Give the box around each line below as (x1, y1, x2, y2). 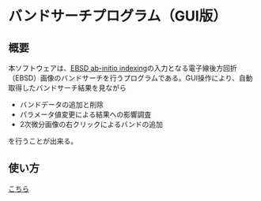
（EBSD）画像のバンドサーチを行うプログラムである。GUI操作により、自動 (8, 73, 253, 83)
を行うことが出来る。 (8, 136, 78, 146)
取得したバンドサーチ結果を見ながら (8, 84, 127, 92)
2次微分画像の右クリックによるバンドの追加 (19, 120, 164, 128)
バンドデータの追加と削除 (19, 100, 104, 109)
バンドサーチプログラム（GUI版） (8, 7, 227, 25)
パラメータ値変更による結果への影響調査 (19, 110, 152, 119)
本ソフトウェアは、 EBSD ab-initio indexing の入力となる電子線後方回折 (8, 64, 237, 73)
